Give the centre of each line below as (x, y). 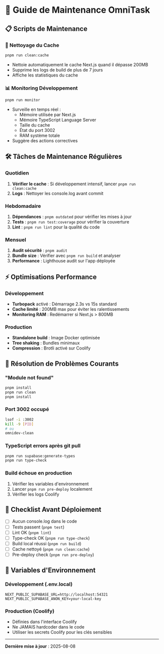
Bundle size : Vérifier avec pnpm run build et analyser (66, 256)
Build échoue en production (39, 473)
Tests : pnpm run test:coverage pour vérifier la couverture (71, 222)
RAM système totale (40, 135)
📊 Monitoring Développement (41, 88)
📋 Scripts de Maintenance (46, 29)
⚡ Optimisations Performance (51, 277)
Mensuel (16, 240)
